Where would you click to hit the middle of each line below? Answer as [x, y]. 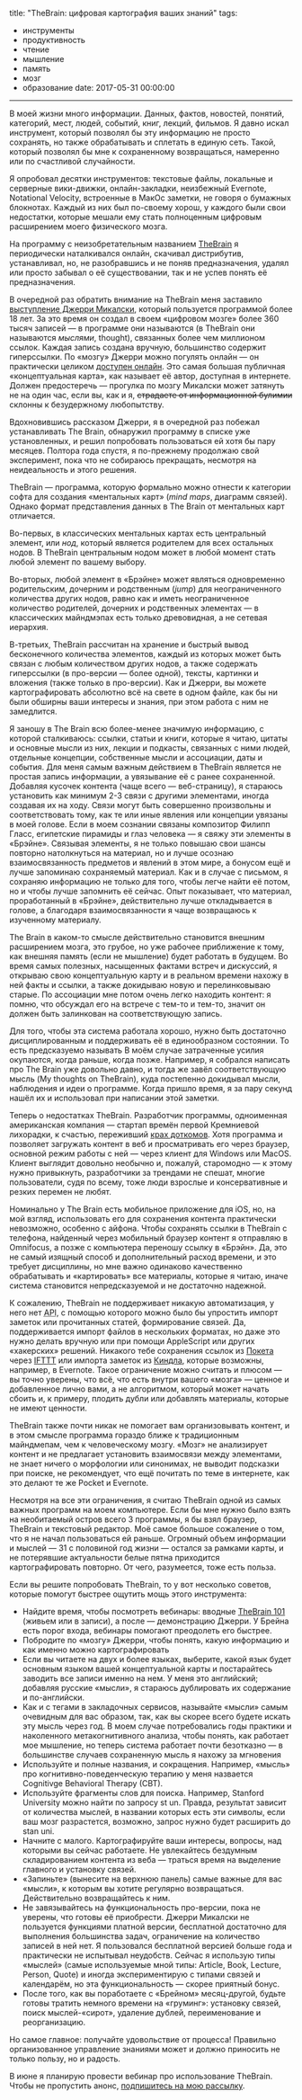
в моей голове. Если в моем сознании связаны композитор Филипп [140, 824]
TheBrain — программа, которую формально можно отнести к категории [150, 487]
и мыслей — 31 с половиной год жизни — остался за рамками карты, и [147, 1548]
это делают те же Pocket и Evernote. [79, 1483]
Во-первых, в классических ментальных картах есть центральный [138, 533]
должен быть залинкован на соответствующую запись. [116, 1014]
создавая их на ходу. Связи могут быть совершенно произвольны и [140, 805]
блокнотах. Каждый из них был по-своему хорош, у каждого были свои [147, 207]
